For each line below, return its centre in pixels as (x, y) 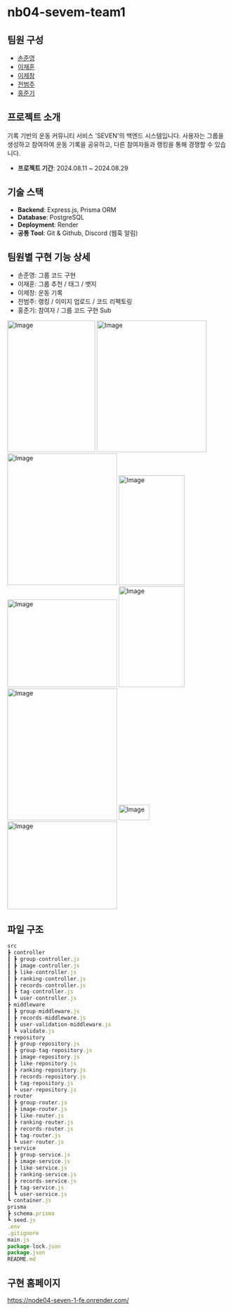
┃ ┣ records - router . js (40, 1129)
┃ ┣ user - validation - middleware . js (59, 1024)
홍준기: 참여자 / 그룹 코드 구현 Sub (64, 310)
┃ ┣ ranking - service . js (42, 1174)
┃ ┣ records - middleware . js (47, 1018)
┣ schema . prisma (31, 1214)
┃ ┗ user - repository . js (42, 1090)
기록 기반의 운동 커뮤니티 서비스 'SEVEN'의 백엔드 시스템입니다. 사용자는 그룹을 (116, 135)
